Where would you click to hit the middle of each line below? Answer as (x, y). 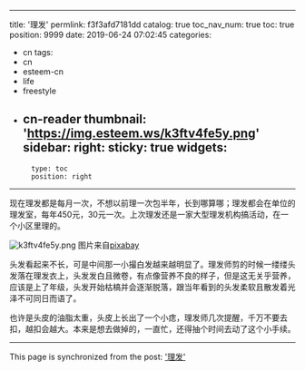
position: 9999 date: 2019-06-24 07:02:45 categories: (110, 34)
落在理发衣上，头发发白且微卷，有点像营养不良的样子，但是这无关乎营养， (156, 275)
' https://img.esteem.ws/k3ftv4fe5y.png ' (141, 134)
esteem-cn (43, 72)
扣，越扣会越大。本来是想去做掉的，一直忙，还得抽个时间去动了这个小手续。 (152, 328)
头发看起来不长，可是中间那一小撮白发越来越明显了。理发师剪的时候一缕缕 (148, 264)
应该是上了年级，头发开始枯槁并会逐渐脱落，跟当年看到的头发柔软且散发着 (148, 287)
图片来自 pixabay (108, 245)
